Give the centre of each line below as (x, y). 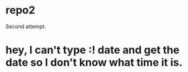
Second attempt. (26, 26)
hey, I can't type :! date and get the (93, 50)
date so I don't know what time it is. (94, 63)
